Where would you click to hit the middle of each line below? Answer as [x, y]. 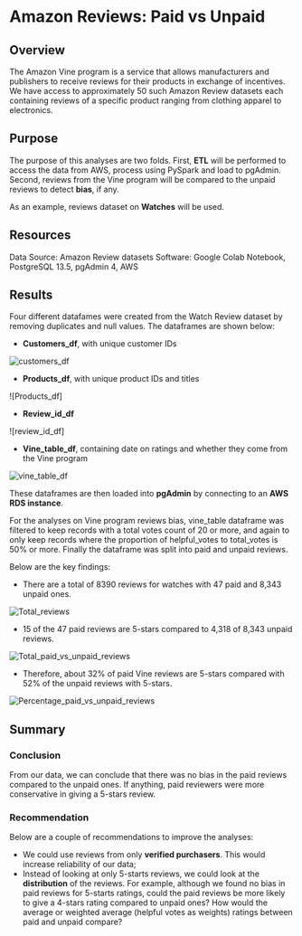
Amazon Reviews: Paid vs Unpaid [137, 17]
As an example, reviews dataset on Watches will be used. [117, 206]
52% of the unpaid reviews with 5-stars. [97, 684]
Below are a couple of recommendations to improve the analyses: [132, 837]
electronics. [31, 110]
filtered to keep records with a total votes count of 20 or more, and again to [150, 530]
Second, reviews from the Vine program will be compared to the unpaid [142, 179]
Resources [40, 236]
